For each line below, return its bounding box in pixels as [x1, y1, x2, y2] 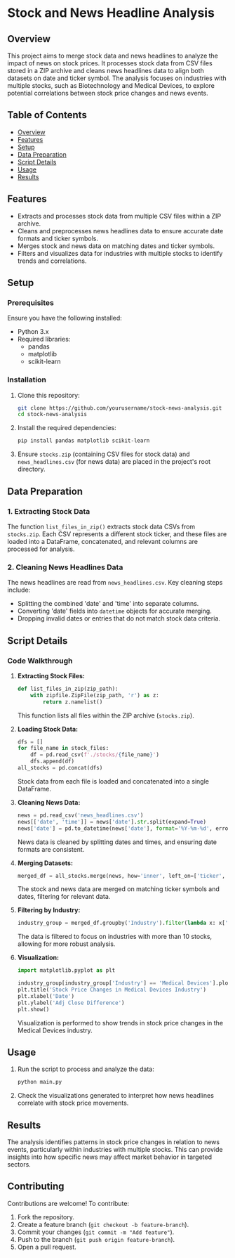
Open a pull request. [17, 1243, 77, 1251]
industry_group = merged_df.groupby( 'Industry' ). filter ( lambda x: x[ [17, 919, 226, 927]
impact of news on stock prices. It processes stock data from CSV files [7, 59, 213, 67]
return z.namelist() [43, 698, 103, 706]
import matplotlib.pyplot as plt [17, 967, 116, 974]
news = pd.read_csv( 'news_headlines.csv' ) [17, 812, 144, 819]
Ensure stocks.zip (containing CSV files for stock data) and [17, 450, 190, 458]
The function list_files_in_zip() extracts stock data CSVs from [7, 522, 196, 531]
